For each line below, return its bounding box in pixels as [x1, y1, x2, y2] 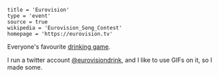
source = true [7, 19, 49, 25]
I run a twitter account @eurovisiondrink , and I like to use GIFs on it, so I [7, 56, 213, 64]
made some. [7, 63, 43, 71]
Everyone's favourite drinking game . [7, 43, 111, 51]
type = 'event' [7, 12, 51, 19]
